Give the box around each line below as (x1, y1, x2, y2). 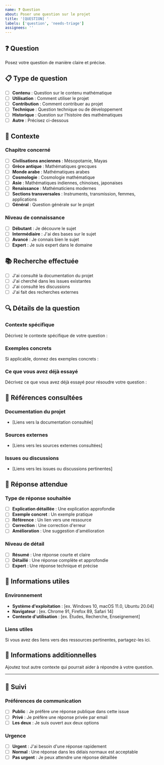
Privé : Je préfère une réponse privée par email (12, 714, 108, 720)
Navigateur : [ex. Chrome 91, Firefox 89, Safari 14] (12, 608, 114, 614)
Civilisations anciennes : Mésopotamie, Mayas (12, 158, 108, 164)
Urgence (5, 732, 26, 739)
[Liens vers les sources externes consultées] (12, 443, 102, 449)
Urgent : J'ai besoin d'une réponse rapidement (12, 743, 107, 749)
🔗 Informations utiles (5, 577, 70, 586)
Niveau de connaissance (5, 214, 65, 221)
